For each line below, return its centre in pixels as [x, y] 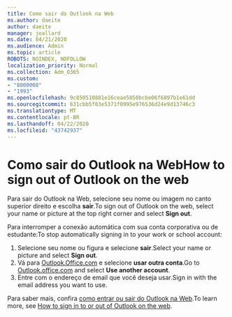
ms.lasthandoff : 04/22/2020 [48, 124]
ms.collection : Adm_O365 [43, 72]
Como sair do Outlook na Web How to [116, 165]
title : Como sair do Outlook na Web [60, 14]
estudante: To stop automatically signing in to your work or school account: [115, 235]
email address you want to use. [62, 285]
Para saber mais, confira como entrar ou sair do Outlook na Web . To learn [113, 299]
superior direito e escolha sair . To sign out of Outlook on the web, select [110, 206]
